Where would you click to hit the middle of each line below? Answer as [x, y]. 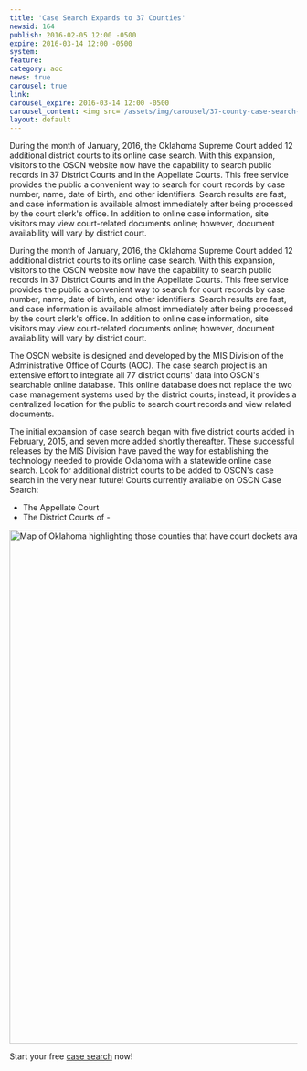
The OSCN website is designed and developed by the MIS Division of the [147, 356]
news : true [30, 78]
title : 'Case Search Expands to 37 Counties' [97, 18]
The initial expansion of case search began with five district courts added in [152, 432]
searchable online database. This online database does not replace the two [151, 385]
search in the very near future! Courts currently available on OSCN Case [145, 480]
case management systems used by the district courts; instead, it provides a [153, 394]
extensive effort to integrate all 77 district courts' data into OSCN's [135, 375]
